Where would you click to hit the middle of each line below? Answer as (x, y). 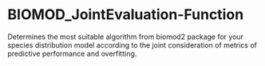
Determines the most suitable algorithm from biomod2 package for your (126, 37)
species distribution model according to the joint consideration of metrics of (132, 45)
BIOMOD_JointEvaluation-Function (126, 15)
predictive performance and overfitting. (72, 53)
